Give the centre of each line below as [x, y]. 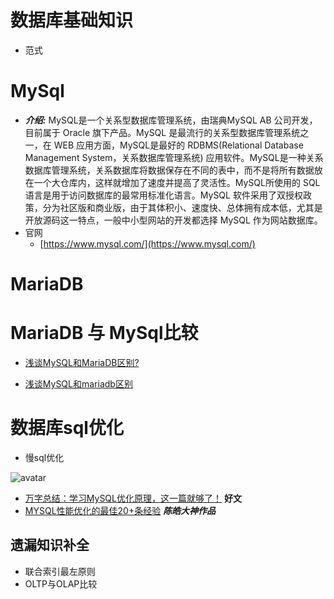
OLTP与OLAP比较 [61, 583]
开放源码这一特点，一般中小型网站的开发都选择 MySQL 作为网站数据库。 [173, 220]
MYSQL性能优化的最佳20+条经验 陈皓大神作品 [120, 510]
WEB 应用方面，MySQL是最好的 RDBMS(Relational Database [178, 145]
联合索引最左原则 [60, 571]
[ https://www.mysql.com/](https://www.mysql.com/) [147, 243]
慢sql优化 [44, 457]
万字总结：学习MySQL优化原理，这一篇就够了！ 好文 [133, 498]
